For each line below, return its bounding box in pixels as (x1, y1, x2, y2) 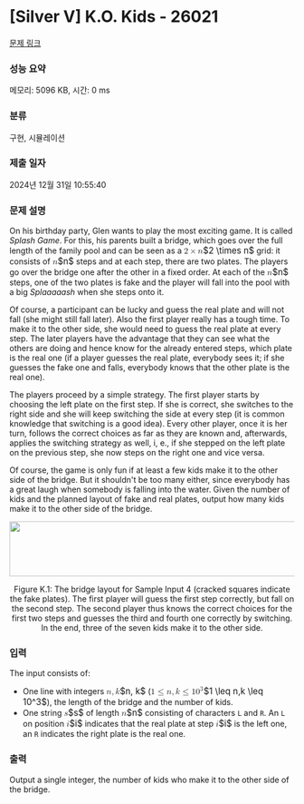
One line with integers (22, 686, 105, 697)
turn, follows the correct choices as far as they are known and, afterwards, (9, 428, 288, 439)
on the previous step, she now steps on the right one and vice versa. (9, 447, 265, 458)
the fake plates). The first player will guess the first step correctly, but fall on (9, 593, 295, 604)
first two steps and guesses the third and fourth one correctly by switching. (11, 613, 293, 623)
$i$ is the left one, (218, 718, 288, 730)
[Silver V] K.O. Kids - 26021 (9, 6, 219, 27)
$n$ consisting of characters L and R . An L (126, 707, 286, 719)
